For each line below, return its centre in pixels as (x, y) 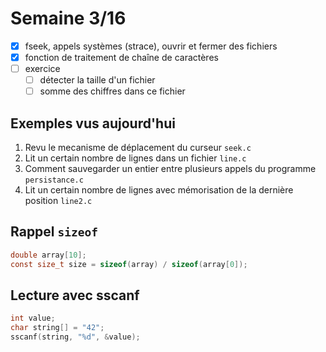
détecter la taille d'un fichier (97, 80)
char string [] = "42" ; (57, 328)
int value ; (33, 318)
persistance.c (54, 180)
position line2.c (58, 201)
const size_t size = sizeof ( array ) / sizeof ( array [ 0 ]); (129, 264)
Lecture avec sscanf (75, 295)
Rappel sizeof (54, 232)
